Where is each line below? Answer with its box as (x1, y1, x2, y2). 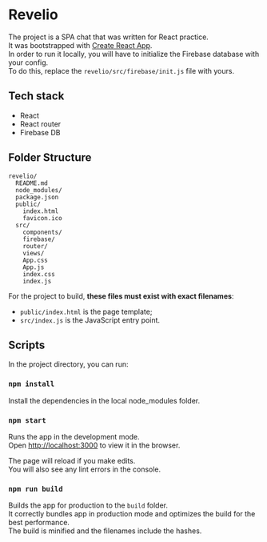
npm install (8, 379, 55, 389)
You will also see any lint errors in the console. (8, 464, 161, 474)
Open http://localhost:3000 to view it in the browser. (8, 440, 181, 450)
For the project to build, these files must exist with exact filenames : (8, 291, 234, 301)
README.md (15, 179, 48, 187)
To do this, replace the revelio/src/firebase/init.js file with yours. (8, 66, 234, 75)
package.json (15, 193, 59, 201)
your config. (8, 58, 49, 67)
